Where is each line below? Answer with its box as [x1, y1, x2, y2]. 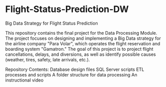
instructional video [5, 77, 44, 83]
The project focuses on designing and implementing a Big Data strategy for [5, 35, 161, 41]
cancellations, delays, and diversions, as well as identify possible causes [5, 51, 156, 57]
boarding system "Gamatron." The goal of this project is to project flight [5, 46, 153, 52]
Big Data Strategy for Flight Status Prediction [5, 20, 98, 26]
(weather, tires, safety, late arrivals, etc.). [5, 56, 90, 62]
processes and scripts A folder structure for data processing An [5, 71, 137, 77]
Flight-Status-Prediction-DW [5, 4, 129, 15]
